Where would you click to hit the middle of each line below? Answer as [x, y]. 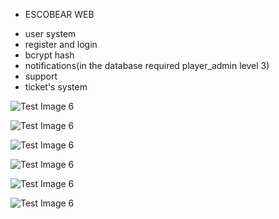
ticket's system [56, 87]
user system [50, 33]
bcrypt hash [49, 55]
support [41, 76]
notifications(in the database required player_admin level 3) [147, 65]
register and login [61, 44]
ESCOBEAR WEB [59, 14]
